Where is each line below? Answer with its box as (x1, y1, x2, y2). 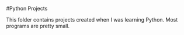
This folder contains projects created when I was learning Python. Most (6, 16, 178, 23)
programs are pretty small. (6, 23, 70, 29)
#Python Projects (6, 5, 48, 12)
